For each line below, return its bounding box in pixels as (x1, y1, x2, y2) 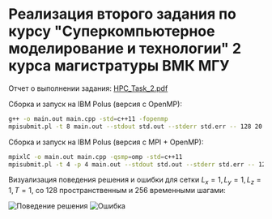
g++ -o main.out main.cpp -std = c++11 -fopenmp (8, 114, 168, 122)
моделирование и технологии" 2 (8, 40, 241, 58)
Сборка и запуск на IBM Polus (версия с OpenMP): (8, 99, 182, 109)
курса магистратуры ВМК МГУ (8, 57, 230, 75)
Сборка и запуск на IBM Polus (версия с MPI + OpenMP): (8, 137, 204, 147)
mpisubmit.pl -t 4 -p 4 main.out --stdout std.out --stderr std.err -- (8, 160, 255, 169)
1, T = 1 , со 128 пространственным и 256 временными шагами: (8, 186, 227, 195)
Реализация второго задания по (8, 5, 236, 24)
